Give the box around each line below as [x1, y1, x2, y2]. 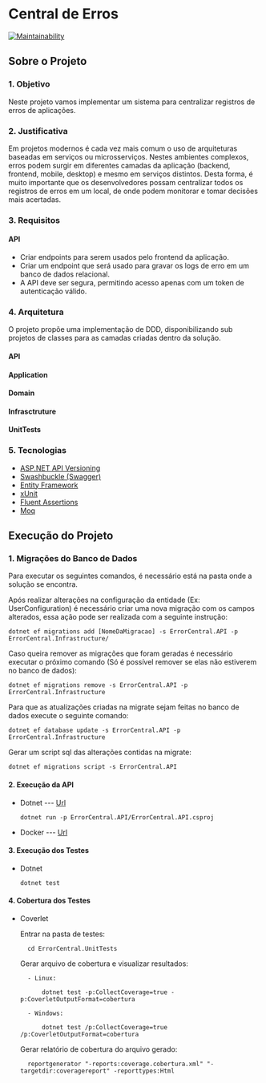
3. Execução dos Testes [8, 846, 90, 855]
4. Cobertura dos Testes [8, 895, 91, 906]
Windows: [34, 1009, 64, 1017]
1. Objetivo [8, 79, 50, 90]
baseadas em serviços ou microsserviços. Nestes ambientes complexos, [8, 152, 249, 161]
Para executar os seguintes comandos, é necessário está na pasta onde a [8, 571, 252, 581]
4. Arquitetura [8, 306, 64, 317]
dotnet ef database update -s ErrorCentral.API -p [8, 726, 181, 734]
